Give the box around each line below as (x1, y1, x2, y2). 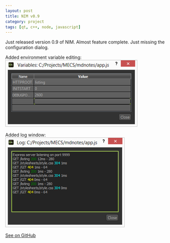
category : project (5, 19, 44, 24)
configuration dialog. (5, 44, 49, 51)
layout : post (5, 8, 33, 13)
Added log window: (5, 132, 46, 138)
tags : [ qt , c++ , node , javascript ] (5, 25, 81, 30)
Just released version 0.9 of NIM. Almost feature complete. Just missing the (5, 39, 165, 45)
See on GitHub (5, 232, 36, 238)
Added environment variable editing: (5, 54, 82, 61)
